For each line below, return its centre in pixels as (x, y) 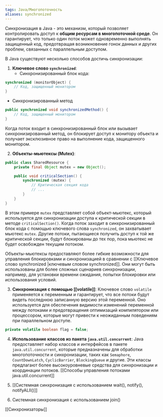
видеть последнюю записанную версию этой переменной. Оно (79, 300)
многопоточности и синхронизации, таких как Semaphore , (71, 355)
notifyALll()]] (25, 390)
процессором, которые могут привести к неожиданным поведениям (85, 315)
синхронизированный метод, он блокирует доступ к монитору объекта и (82, 134)
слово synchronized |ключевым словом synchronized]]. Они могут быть (80, 264)
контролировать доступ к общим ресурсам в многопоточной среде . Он (81, 33)
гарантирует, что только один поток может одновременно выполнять (78, 39)
